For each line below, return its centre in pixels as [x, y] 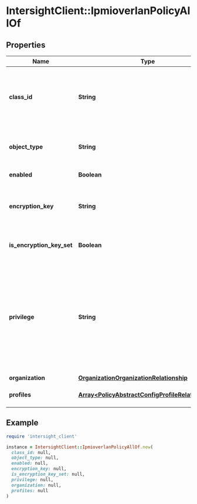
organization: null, [36, 485]
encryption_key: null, [39, 469]
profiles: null [30, 491]
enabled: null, [30, 464]
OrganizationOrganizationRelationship [133, 378]
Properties [26, 45]
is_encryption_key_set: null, [48, 474]
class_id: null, [31, 452]
